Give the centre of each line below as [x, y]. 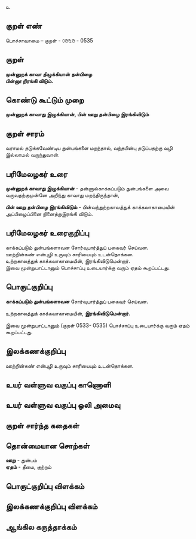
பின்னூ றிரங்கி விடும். [30, 81]
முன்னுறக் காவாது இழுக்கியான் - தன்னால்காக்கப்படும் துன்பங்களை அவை [87, 189]
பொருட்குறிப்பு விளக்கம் [45, 486]
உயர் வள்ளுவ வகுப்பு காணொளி [58, 385]
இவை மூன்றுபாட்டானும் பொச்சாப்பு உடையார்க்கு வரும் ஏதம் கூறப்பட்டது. [88, 268]
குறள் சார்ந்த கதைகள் [42, 426]
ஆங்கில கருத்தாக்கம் [41, 527]
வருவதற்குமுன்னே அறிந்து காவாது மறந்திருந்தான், [63, 195]
